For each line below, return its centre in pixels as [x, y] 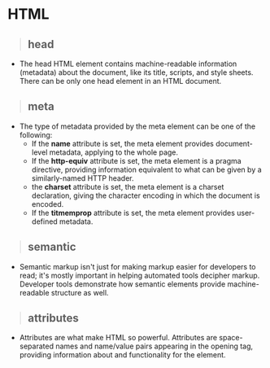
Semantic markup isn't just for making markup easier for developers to [137, 266]
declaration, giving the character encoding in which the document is [146, 195]
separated [37, 346]
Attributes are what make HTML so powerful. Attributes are [118, 338]
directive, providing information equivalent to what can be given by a [146, 169]
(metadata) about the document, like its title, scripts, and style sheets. [136, 72]
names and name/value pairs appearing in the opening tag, [155, 346]
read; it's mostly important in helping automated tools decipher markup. [139, 275]
